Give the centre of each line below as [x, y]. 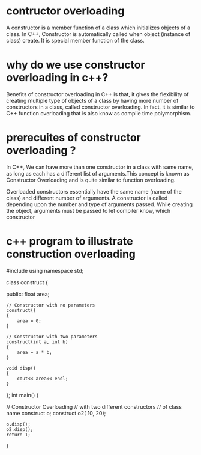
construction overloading [71, 254]
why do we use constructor [76, 65]
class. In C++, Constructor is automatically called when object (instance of [98, 34]
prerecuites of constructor [73, 138]
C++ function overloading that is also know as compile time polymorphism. [99, 113]
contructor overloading [65, 11]
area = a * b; [34, 352]
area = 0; [29, 321]
